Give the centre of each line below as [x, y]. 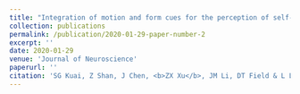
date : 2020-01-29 [42, 51]
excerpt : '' [31, 43]
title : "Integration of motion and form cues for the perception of [139, 17]
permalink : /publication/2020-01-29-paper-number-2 [107, 34]
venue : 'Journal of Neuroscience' [74, 59]
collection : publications [57, 26]
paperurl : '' [33, 68]
